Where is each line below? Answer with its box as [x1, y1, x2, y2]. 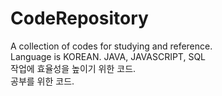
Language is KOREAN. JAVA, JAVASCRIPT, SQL [10, 50, 207, 62]
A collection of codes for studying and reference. [10, 40, 213, 52]
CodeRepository [10, 7, 149, 30]
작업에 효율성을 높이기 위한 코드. [10, 62, 137, 74]
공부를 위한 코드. [10, 75, 75, 87]
